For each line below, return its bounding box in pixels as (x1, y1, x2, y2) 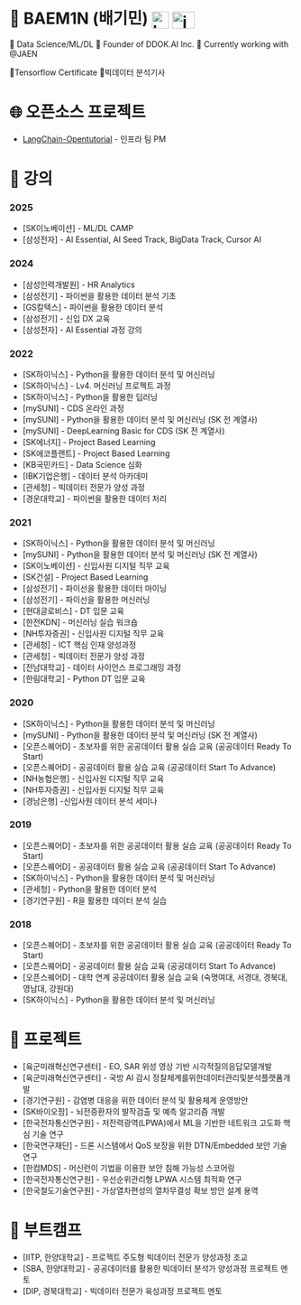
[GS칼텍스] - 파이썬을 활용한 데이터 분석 (22, 302, 164, 312)
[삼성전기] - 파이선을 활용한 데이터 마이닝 (22, 583, 168, 594)
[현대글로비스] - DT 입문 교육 (22, 606, 124, 617)
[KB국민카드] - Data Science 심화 (22, 459, 142, 470)
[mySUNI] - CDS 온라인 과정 (22, 403, 124, 414)
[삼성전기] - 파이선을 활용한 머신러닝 (22, 594, 150, 605)
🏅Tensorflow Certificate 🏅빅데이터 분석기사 (9, 67, 166, 78)
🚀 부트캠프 (9, 1220, 83, 1241)
